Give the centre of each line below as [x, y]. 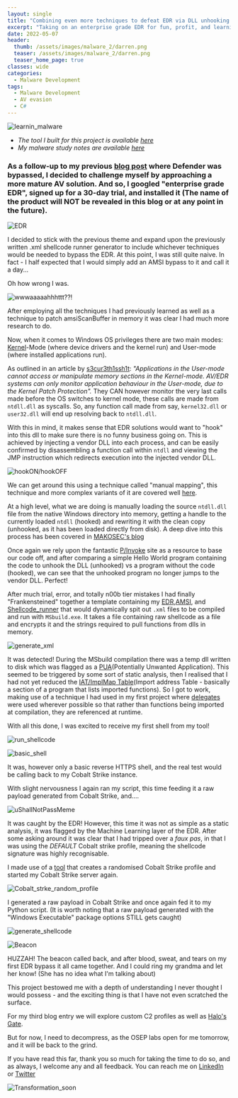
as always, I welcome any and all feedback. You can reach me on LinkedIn [116, 1066]
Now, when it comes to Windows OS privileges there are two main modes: [115, 340]
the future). [28, 210]
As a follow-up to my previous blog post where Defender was [114, 166]
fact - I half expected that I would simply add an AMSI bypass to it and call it [118, 262]
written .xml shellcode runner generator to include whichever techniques [113, 247]
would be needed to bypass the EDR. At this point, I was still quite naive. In [116, 255]
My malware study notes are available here [81, 148]
